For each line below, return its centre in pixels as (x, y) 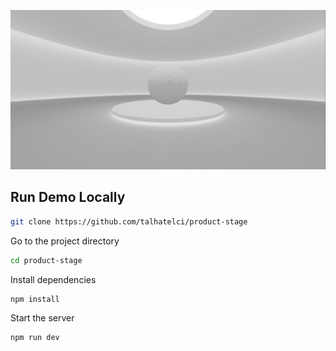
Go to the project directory (65, 241)
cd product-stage (46, 260)
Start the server (42, 318)
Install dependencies (53, 279)
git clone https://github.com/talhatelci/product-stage (129, 221)
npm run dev (35, 338)
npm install (35, 299)
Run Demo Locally (68, 197)
